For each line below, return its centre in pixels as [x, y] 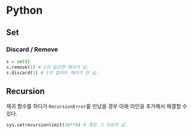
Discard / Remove [32, 49]
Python [24, 10]
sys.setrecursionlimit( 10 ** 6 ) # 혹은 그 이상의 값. [67, 125]
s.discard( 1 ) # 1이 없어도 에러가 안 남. [53, 73]
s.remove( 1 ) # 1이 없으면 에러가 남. [48, 67]
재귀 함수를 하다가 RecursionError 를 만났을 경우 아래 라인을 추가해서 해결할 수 [97, 106]
